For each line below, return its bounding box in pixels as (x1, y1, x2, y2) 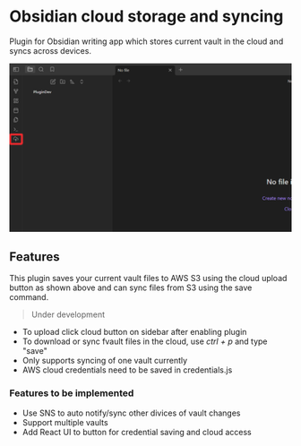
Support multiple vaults (21, 416, 109, 427)
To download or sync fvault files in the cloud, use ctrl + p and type (21, 336, 268, 347)
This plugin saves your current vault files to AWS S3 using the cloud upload (9, 273, 288, 284)
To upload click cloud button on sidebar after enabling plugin (21, 327, 247, 338)
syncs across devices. (9, 45, 92, 56)
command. (9, 292, 49, 303)
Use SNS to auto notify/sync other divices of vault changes (21, 407, 241, 418)
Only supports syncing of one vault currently (21, 356, 188, 366)
